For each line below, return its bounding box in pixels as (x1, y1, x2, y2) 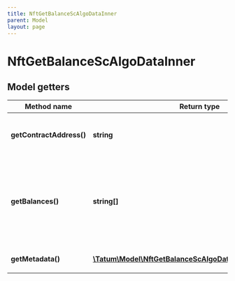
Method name (24, 102, 72, 112)
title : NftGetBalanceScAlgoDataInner (7, 10, 117, 17)
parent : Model (7, 17, 49, 24)
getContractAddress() (10, 130, 86, 140)
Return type (179, 102, 220, 112)
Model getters (7, 81, 70, 93)
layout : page (7, 23, 45, 30)
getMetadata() (10, 254, 61, 264)
